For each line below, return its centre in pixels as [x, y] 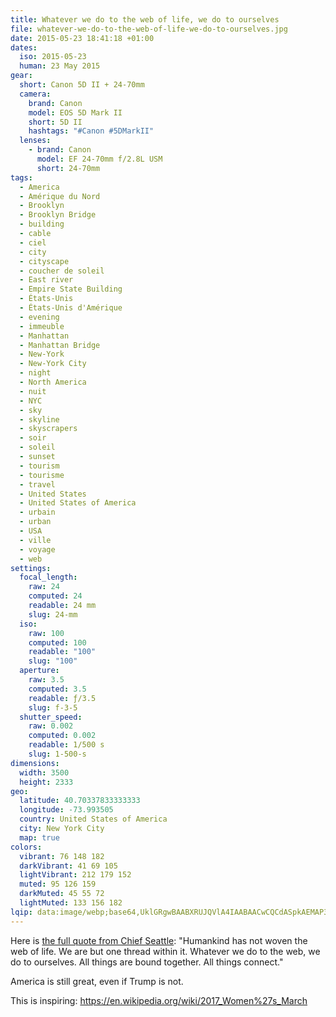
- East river [46, 280]
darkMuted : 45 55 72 [62, 894]
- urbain [37, 512]
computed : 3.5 [57, 689]
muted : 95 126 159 [58, 884]
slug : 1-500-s [57, 754]
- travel [37, 484]
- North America [53, 382]
